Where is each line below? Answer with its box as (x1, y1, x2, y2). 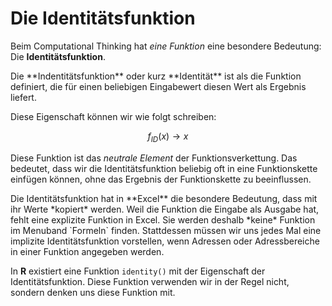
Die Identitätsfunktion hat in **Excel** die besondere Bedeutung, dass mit (10, 192, 318, 204)
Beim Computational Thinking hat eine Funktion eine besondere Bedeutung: (10, 40, 322, 52)
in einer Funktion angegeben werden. (10, 245, 165, 257)
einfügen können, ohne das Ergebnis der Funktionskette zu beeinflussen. (10, 173, 312, 185)
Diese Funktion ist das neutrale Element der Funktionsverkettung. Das (10, 152, 298, 164)
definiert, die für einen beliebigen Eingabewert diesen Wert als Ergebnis (10, 80, 307, 92)
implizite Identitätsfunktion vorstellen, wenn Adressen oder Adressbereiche (10, 235, 320, 247)
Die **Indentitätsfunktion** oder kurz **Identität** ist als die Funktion (10, 70, 302, 82)
